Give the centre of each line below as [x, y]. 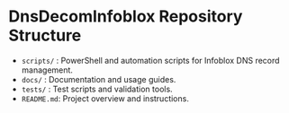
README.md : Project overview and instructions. [105, 98]
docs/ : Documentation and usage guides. [99, 79]
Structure [45, 35]
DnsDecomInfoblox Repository [126, 17]
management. [47, 70]
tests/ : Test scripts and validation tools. [97, 89]
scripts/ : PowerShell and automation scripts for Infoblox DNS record [150, 60]
